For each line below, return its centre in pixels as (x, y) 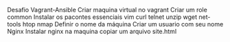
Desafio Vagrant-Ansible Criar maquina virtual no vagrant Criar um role (107, 10)
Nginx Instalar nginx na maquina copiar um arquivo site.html (92, 31)
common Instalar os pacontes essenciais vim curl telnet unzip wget (102, 17)
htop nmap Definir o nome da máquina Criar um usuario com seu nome (123, 24)
